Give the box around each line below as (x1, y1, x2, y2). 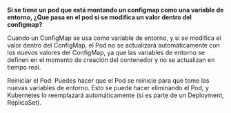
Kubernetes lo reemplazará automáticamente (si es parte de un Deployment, (7, 91, 224, 99)
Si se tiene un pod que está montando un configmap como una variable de (7, 6, 224, 14)
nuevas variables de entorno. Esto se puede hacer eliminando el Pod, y (7, 84, 209, 92)
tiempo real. (7, 63, 41, 71)
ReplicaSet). (7, 99, 42, 106)
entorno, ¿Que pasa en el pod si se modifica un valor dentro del (7, 13, 192, 21)
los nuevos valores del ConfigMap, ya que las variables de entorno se (7, 48, 205, 56)
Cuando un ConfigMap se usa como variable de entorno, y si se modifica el (7, 34, 222, 42)
